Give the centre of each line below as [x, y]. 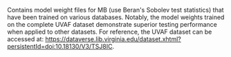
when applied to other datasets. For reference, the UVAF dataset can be [110, 32]
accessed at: [25, 39]
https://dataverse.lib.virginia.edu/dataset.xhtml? [113, 39]
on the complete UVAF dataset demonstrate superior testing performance [112, 24]
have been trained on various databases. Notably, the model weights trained [116, 17]
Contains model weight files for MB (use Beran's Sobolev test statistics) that [115, 10]
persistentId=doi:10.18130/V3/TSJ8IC [60, 46]
